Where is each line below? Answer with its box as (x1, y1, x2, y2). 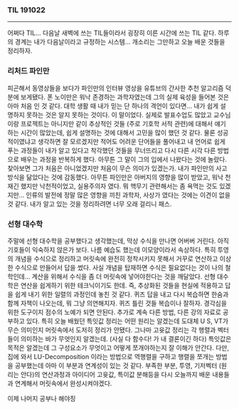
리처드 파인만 (7, 66, 50, 76)
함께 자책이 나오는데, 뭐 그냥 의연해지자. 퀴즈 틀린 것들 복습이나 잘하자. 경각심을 (7, 299, 228, 307)
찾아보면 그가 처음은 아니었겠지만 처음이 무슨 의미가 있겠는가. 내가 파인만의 (7, 164, 215, 172)
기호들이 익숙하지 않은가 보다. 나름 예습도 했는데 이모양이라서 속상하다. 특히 (7, 245, 216, 254)
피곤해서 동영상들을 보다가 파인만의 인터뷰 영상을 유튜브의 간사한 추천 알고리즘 (7, 83, 224, 92)
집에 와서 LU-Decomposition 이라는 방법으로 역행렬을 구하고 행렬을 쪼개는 (7, 352, 215, 361)
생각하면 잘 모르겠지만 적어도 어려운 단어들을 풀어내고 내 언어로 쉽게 (38, 137, 226, 145)
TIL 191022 (7, 5, 46, 15)
